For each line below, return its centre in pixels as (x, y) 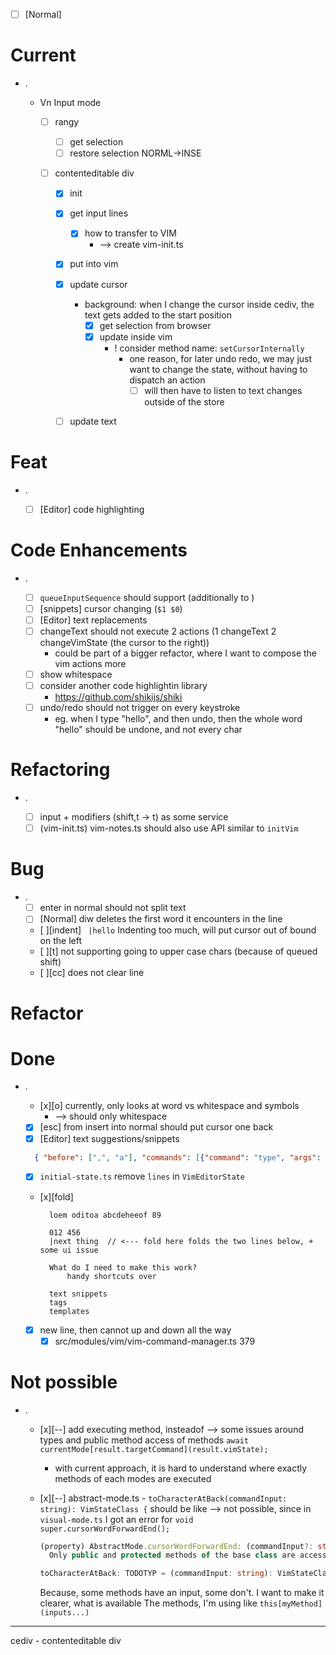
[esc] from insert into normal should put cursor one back (156, 1127)
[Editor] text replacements (93, 620)
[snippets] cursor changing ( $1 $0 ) (111, 608)
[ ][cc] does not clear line (92, 973)
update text (93, 421)
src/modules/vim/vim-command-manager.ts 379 (155, 1341)
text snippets (78, 1294)
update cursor (98, 284)
